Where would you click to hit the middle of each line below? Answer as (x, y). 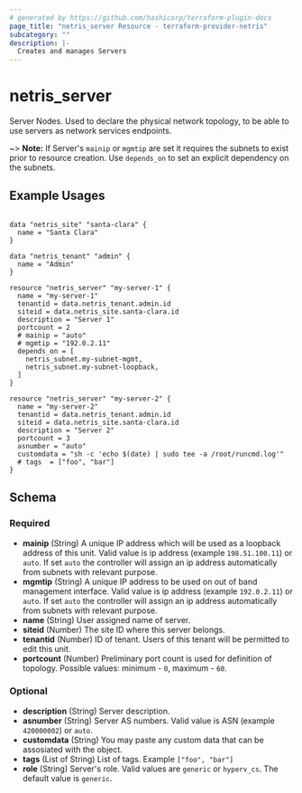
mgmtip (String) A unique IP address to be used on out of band (140, 581)
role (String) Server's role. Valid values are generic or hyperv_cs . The (150, 769)
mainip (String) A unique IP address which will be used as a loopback (151, 543)
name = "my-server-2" (58, 406)
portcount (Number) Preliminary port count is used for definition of (147, 658)
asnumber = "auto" (52, 446)
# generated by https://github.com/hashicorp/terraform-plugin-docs (141, 18)
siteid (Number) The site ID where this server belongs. (124, 629)
